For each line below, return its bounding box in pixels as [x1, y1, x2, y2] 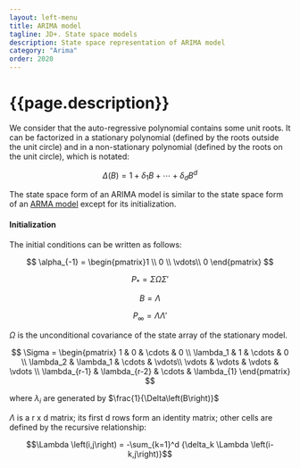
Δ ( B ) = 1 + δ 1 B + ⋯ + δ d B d [102, 168, 198, 183]
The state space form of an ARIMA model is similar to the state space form [9, 189, 284, 200]
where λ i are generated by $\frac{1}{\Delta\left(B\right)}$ [9, 393, 220, 405]
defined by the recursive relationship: [9, 422, 147, 432]
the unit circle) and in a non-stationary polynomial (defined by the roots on [9, 141, 283, 152]
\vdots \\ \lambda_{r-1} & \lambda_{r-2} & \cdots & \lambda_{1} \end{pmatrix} [9, 366, 291, 377]
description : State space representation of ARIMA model [9, 38, 226, 47]
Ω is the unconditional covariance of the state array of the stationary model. [9, 330, 288, 340]
